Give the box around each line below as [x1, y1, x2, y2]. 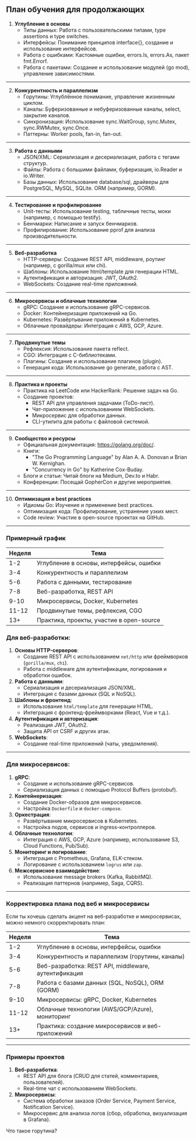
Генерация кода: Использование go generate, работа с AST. [23, 364, 173, 371]
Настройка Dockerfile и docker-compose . [23, 804, 123, 812]
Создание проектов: [23, 393, 74, 400]
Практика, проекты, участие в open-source [37, 616, 160, 624]
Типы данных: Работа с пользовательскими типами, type [23, 26, 166, 33]
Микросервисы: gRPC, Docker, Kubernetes [37, 995, 157, 1004]
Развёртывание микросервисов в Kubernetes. [23, 817, 138, 824]
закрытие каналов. [23, 111, 71, 119]
